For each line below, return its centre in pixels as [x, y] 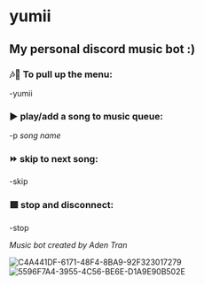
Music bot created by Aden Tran [68, 244]
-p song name [35, 135]
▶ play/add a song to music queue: [86, 116]
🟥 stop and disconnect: [62, 205]
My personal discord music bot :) [102, 49]
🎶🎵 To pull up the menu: [61, 74]
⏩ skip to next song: [54, 159]
